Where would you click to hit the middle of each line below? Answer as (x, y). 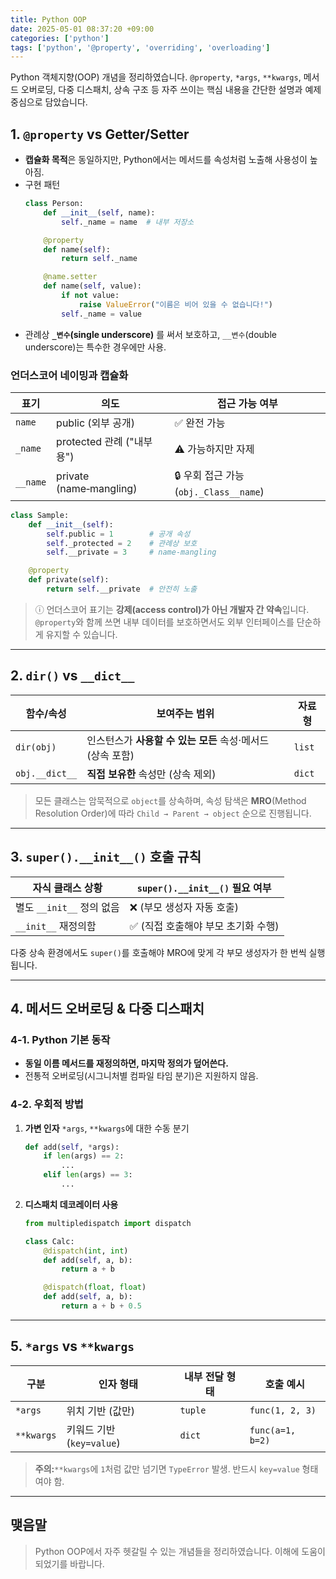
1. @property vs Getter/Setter (100, 134)
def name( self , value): (92, 286)
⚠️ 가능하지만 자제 (214, 449)
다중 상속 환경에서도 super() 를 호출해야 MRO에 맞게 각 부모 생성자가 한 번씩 (158, 952)
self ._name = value (101, 314)
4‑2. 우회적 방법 (47, 1104)
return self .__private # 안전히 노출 (122, 589)
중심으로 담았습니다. (49, 102)
